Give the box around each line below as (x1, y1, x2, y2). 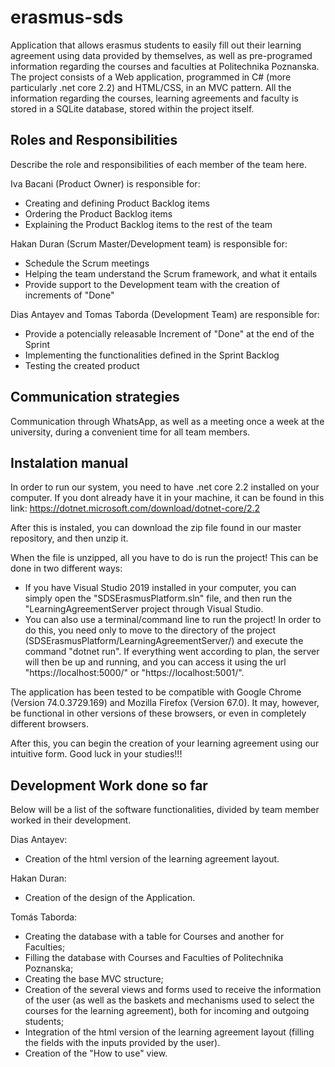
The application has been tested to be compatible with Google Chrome (10, 686, 302, 698)
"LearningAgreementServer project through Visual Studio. (24, 603, 264, 615)
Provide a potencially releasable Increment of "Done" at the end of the (24, 327, 315, 340)
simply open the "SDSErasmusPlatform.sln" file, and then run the (24, 592, 293, 605)
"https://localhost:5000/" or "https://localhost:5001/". (24, 667, 245, 679)
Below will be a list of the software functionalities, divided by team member (10, 804, 320, 816)
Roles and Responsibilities (10, 132, 178, 149)
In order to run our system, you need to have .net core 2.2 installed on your (10, 481, 320, 493)
